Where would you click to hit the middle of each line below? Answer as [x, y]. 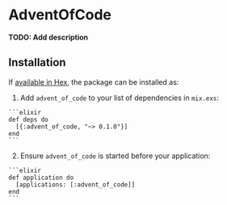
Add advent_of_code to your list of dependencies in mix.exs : [120, 98]
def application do [41, 178]
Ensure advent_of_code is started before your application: [115, 156]
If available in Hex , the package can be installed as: [94, 82]
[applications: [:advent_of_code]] [76, 184]
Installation [37, 63]
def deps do [28, 119]
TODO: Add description [48, 37]
